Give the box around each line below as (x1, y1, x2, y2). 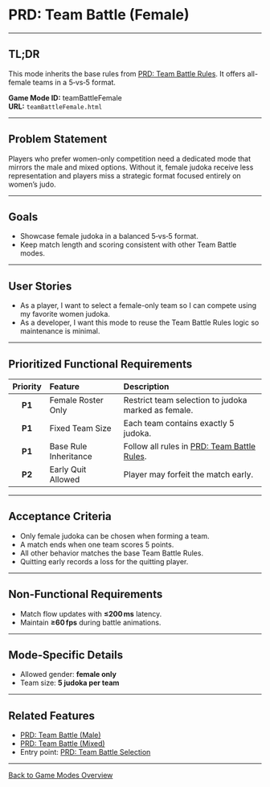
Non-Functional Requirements (8, 588, 163, 601)
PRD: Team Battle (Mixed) (19, 739, 106, 748)
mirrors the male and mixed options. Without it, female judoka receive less (8, 162, 254, 172)
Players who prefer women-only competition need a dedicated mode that (8, 154, 252, 163)
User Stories (8, 279, 72, 293)
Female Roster (49, 395, 104, 405)
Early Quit (49, 464, 87, 475)
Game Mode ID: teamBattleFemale (8, 92, 122, 102)
